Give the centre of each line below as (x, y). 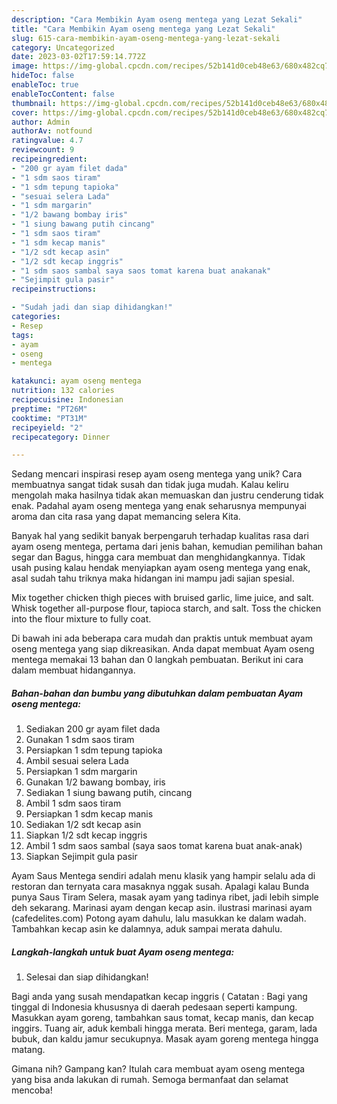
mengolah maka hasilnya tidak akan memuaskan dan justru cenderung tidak (167, 495)
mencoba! (32, 1090)
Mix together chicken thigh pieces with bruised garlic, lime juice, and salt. (162, 598)
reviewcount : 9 (43, 150)
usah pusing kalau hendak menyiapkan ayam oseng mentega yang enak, (161, 568)
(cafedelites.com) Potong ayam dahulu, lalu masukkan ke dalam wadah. (159, 918)
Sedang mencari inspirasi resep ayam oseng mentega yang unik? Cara (157, 474)
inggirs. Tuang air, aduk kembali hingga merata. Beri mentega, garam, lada (164, 1028)
